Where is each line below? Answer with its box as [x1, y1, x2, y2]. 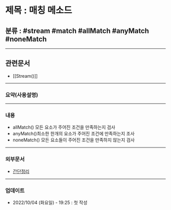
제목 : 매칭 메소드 [5, 5, 72, 16]
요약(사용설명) [5, 91, 38, 98]
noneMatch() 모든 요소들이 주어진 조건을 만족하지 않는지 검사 [12, 137, 135, 143]
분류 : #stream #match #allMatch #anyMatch [5, 26, 149, 35]
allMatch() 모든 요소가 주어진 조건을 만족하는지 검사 [12, 124, 116, 130]
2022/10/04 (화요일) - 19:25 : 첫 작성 [12, 199, 88, 205]
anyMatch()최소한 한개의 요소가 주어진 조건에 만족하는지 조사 [12, 131, 135, 137]
